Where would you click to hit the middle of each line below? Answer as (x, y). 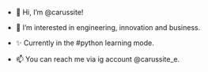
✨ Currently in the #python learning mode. (85, 43)
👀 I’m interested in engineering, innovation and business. (108, 27)
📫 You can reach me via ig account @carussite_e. (98, 59)
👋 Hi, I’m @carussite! (49, 12)
